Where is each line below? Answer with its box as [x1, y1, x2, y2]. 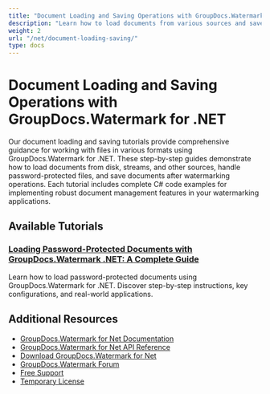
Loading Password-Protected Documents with [8, 244, 193, 255]
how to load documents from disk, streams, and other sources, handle [8, 162, 241, 173]
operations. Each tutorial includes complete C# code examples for [8, 180, 227, 189]
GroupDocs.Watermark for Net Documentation [19, 334, 174, 343]
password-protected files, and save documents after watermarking [8, 171, 231, 181]
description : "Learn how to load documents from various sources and [8, 19, 247, 27]
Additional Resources [8, 312, 118, 326]
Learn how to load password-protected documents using [8, 272, 198, 282]
